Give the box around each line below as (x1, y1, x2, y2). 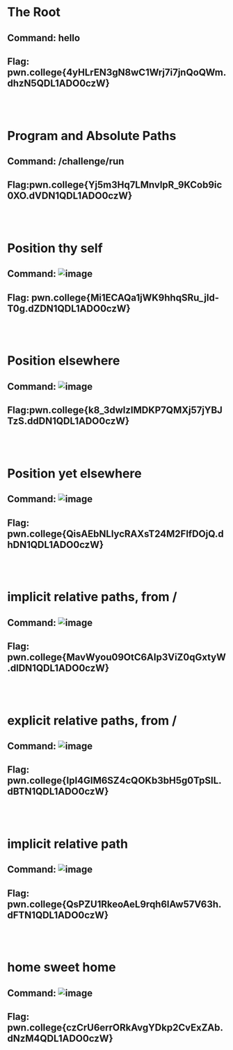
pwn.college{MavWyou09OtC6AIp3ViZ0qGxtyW (7, 651, 226, 663)
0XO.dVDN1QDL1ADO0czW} (7, 190, 133, 202)
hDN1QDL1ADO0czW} (7, 538, 104, 551)
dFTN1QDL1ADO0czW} (7, 909, 109, 921)
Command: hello (7, 32, 81, 44)
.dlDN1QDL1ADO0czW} (7, 662, 110, 674)
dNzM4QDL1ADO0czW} (7, 1033, 113, 1044)
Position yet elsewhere (7, 465, 142, 481)
